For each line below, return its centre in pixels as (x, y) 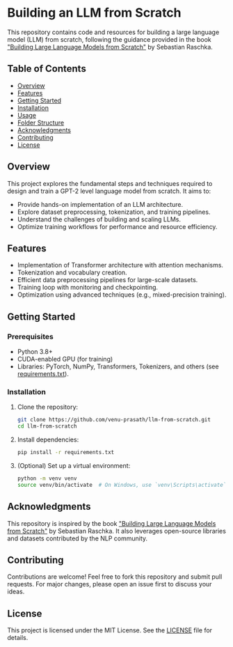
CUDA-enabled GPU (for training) (65, 359)
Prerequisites (30, 336)
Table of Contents (47, 69)
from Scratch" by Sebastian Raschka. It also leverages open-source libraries (116, 531)
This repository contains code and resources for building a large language (113, 32)
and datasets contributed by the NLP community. (78, 538)
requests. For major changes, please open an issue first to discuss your (110, 584)
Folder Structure (41, 123)
